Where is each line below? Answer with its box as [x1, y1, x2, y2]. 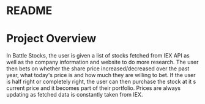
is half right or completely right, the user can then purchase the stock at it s [6, 78, 196, 86]
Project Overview [6, 32, 97, 46]
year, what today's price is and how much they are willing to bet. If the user [6, 72, 196, 79]
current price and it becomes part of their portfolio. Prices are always [6, 84, 181, 92]
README [6, 4, 53, 18]
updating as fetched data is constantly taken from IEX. [6, 91, 143, 98]
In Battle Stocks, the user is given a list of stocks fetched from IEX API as [6, 52, 190, 59]
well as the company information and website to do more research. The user [6, 59, 199, 66]
